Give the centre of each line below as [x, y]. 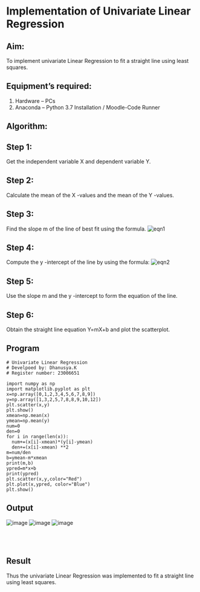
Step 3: [20, 214]
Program [23, 348]
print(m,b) [20, 463]
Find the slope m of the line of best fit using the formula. [76, 229]
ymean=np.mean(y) [28, 421]
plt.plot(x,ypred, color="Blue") [48, 484]
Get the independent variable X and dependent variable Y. [79, 162]
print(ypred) [23, 473]
